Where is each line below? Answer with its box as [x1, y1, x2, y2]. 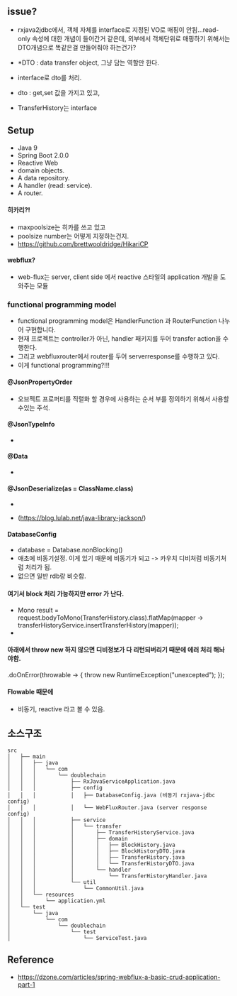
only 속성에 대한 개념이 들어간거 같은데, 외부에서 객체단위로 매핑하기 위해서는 [17, 34, 231, 43]
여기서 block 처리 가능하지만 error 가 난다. [7, 589, 125, 598]
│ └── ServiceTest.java [7, 934, 147, 941]
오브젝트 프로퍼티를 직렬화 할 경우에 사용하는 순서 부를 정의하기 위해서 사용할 [17, 394, 230, 403]
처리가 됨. [25, 563, 52, 571]
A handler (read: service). [17, 181, 93, 190]
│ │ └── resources [7, 891, 74, 898]
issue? [7, 6, 37, 18]
